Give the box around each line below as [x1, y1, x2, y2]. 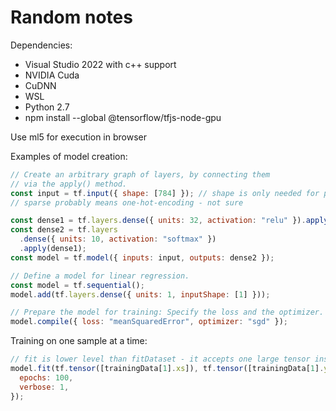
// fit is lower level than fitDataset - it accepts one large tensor [10, 354, 311, 365]
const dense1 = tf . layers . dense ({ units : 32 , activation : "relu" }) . [10, 216, 307, 226]
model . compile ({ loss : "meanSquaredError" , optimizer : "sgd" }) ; [10, 317, 288, 327]
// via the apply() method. [10, 179, 128, 189]
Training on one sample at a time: [10, 335, 148, 347]
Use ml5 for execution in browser [10, 131, 147, 143]
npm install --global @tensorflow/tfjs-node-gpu [24, 111, 222, 123]
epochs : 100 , [19, 372, 74, 383]
